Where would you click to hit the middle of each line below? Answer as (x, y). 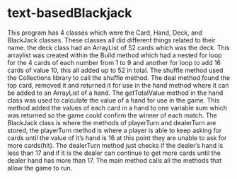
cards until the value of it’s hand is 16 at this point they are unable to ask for (117, 138)
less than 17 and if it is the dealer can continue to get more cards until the (114, 153)
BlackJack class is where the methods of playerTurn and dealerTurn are (112, 122)
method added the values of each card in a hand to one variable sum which (117, 108)
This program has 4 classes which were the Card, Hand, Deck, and (105, 33)
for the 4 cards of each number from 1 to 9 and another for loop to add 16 (114, 62)
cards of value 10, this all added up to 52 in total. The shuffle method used (115, 70)
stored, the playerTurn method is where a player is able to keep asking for (115, 130)
